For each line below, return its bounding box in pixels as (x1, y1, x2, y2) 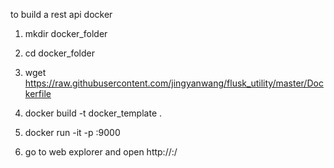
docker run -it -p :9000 (24, 127, 121, 138)
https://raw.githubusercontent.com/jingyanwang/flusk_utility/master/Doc (24, 77, 324, 89)
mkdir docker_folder (24, 28, 108, 39)
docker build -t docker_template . (24, 107, 163, 119)
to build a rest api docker (10, 9, 113, 20)
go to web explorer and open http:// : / (24, 146, 178, 158)
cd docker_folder (24, 47, 96, 59)
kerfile (24, 88, 52, 99)
